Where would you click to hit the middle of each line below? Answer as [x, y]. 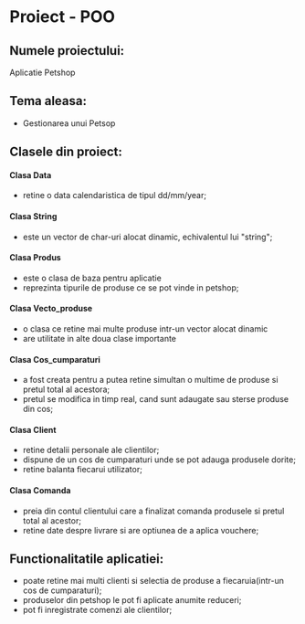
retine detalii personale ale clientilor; [91, 450]
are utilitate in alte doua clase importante [99, 339]
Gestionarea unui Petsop [69, 123]
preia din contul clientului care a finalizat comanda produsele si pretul [153, 511]
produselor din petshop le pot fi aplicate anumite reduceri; [132, 600]
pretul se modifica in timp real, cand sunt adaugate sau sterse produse [156, 399]
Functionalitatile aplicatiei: [87, 559]
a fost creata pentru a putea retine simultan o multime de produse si [150, 380]
